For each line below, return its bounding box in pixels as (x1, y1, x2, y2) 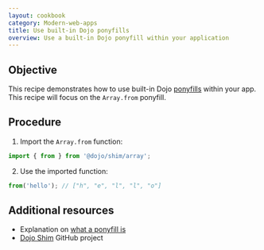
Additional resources (8, 204, 115, 217)
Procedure (8, 116, 62, 129)
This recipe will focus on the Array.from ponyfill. (8, 93, 167, 102)
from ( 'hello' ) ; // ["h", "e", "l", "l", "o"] (8, 182, 161, 190)
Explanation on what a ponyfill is (19, 225, 126, 234)
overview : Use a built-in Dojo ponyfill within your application (8, 33, 229, 42)
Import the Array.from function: (19, 137, 123, 146)
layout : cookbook (8, 11, 66, 20)
